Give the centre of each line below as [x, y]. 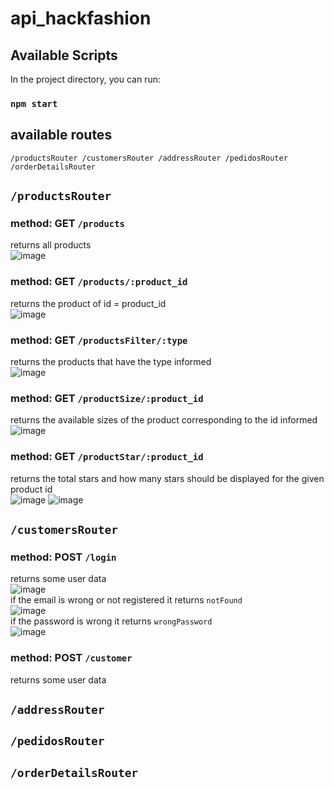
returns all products [51, 245]
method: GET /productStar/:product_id [107, 457]
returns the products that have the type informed [111, 362]
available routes [61, 135]
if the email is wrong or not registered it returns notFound [126, 600]
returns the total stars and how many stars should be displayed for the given [167, 478]
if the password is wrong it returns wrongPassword [111, 621]
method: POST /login [63, 557]
